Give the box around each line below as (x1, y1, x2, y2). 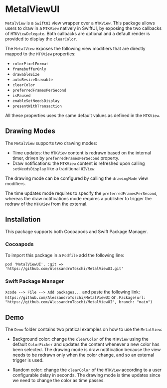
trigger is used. (12, 357, 44, 363)
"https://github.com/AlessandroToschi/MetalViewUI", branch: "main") (5, 300, 153, 305)
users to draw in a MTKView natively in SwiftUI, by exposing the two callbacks (5, 25, 162, 31)
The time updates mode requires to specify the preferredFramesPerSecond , (5, 190, 158, 196)
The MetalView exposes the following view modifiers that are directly (5, 45, 146, 51)
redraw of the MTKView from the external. (5, 201, 88, 207)
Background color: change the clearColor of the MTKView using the (12, 336, 149, 342)
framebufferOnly (12, 66, 46, 72)
